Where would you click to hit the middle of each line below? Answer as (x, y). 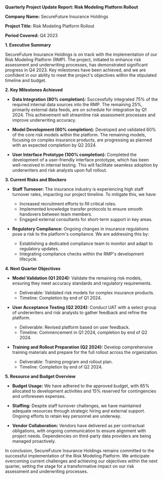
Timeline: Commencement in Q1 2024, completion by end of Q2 (83, 332)
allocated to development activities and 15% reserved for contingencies (84, 391)
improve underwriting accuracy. (44, 120)
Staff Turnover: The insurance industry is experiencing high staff (78, 189)
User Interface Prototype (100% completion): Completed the (74, 154)
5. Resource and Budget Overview (40, 376)
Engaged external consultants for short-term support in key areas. (86, 219)
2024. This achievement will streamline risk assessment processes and (84, 115)
